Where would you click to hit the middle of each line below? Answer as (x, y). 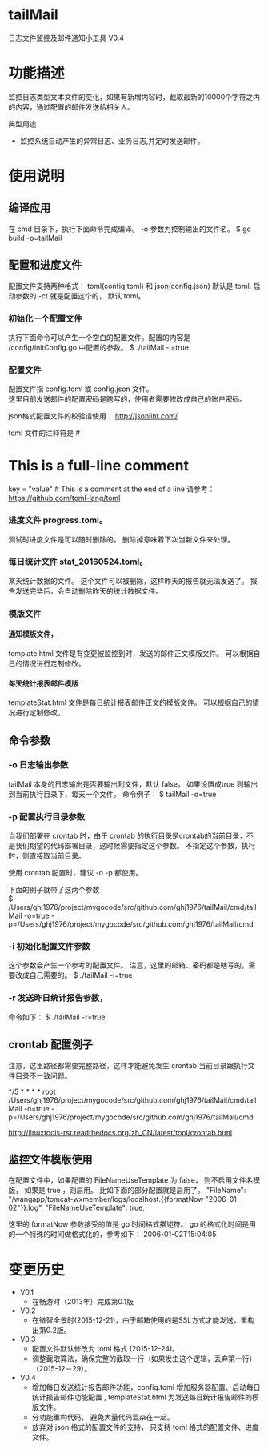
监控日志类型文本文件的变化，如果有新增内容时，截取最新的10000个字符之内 (134, 97)
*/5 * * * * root (32, 1091)
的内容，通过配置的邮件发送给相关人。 (71, 106)
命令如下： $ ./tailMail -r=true (57, 1017)
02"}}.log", (26, 1208)
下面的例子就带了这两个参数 (54, 890)
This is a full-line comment (99, 466)
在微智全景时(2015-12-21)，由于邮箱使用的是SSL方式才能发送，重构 (143, 1320)
